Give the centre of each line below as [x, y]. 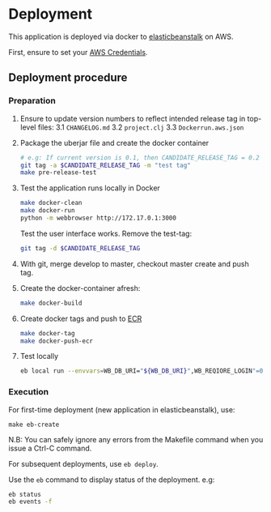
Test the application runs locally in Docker [90, 188]
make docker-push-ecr [56, 341]
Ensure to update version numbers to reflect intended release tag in [133, 118]
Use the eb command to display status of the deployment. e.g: [112, 480]
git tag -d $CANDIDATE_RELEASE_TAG [80, 248]
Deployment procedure [68, 78]
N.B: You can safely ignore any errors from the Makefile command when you [136, 439]
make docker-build [51, 303]
